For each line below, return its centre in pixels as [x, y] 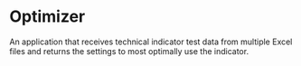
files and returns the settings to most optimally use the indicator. [129, 51]
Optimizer [47, 17]
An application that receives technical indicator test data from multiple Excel [151, 42]
